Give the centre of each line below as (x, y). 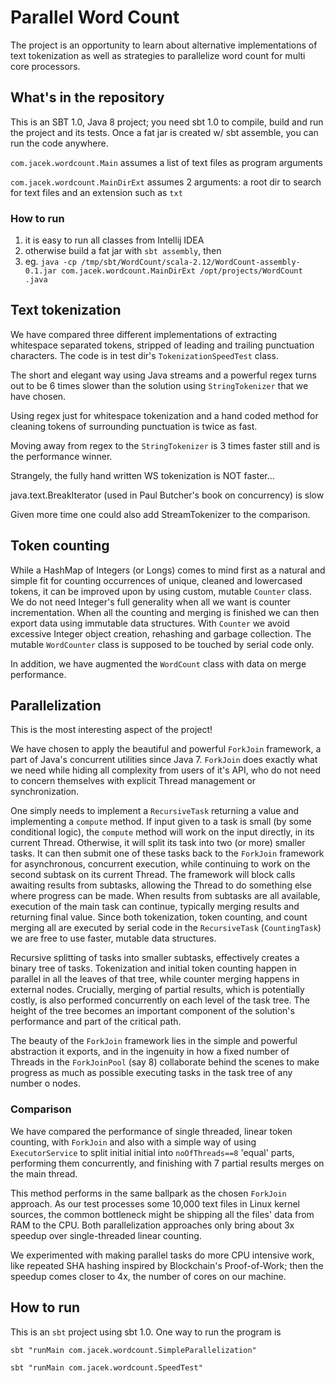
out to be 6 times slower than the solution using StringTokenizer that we (159, 385)
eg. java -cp (50, 262)
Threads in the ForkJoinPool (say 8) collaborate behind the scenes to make (165, 1062)
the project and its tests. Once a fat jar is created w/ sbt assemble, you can (164, 132)
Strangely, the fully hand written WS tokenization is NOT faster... (142, 475)
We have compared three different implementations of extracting (144, 334)
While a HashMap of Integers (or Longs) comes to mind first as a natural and (168, 570)
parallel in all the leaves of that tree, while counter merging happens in (155, 979)
